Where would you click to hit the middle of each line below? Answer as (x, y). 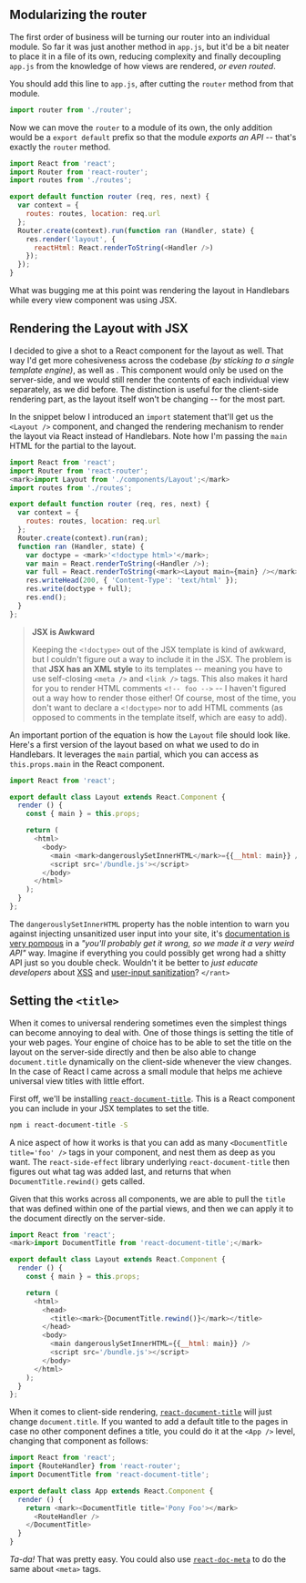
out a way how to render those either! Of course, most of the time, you (164, 698)
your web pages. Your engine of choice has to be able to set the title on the (151, 1042)
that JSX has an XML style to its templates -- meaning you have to (157, 669)
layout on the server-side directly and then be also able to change (133, 1052)
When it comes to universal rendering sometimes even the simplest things (148, 1023)
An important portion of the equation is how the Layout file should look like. (150, 735)
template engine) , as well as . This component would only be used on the (147, 370)
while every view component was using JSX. (93, 301)
